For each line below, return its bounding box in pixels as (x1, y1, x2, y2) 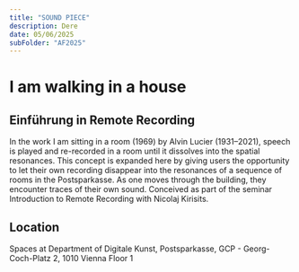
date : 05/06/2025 (9, 30, 75, 39)
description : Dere (9, 22, 78, 31)
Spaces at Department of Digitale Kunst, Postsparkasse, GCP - (9, 243, 242, 254)
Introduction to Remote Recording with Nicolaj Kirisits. (9, 194, 209, 205)
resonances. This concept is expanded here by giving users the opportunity (9, 155, 290, 166)
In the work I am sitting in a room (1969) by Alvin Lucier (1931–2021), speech (9, 136, 291, 147)
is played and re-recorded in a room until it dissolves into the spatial (9, 145, 260, 157)
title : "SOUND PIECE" (9, 13, 91, 22)
